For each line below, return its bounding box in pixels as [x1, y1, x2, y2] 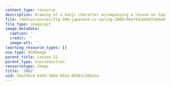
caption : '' [10, 31, 36, 36]
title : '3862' [5, 69, 36, 74]
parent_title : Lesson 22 [5, 54, 58, 60]
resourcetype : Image [5, 64, 49, 69]
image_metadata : [5, 26, 40, 31]
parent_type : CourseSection [5, 59, 65, 64]
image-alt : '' [10, 40, 40, 46]
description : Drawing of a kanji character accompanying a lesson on [5, 12, 156, 17]
